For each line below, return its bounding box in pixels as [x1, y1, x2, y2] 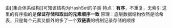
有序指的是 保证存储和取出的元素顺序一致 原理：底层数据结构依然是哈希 [14, 11, 164, 17]
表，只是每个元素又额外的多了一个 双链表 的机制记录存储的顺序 [5, 17, 136, 23]
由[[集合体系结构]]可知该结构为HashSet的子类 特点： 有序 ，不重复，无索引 [5, 5, 161, 10]
